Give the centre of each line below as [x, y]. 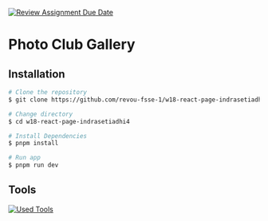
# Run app [25, 158]
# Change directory [41, 114]
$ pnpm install [33, 144]
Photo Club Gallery [72, 45]
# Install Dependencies [48, 136]
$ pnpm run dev [33, 165]
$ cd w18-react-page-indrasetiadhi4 [69, 121]
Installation [37, 74]
